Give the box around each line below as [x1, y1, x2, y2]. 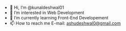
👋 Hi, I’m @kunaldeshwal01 [9, 5, 64, 10]
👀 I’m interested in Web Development [9, 10, 84, 15]
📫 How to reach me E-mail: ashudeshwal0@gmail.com [9, 20, 121, 26]
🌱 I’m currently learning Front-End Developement [9, 15, 108, 20]
